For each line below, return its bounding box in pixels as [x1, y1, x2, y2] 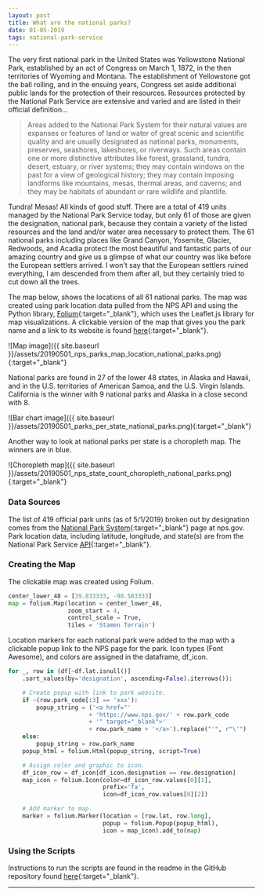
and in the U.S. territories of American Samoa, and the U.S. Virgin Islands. [8, 382, 245, 391]
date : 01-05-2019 [8, 26, 65, 34]
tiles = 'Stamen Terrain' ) [67, 621, 156, 629]
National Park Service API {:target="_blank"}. [8, 539, 152, 549]
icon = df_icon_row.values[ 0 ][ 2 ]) [103, 791, 209, 799]
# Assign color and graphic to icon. [22, 761, 146, 770]
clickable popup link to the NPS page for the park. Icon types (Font [8, 644, 224, 653]
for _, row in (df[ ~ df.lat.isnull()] [8, 667, 131, 675]
